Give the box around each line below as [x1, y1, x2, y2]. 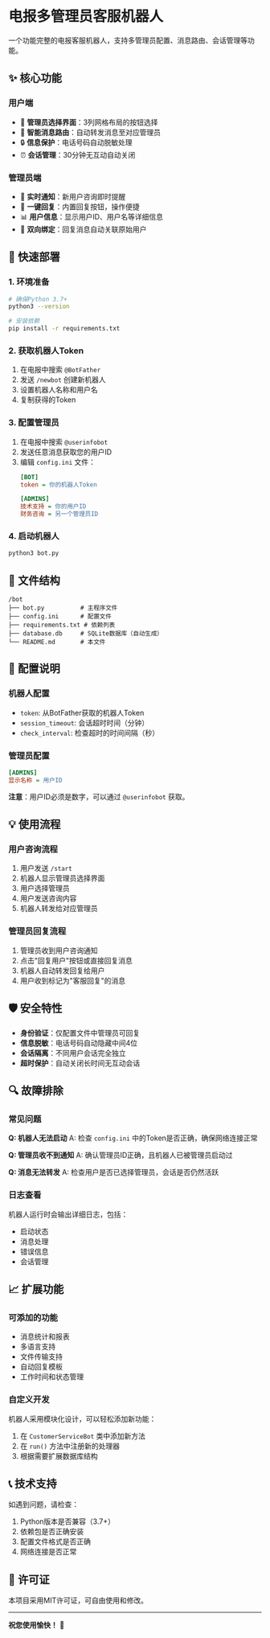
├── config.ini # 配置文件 [8, 613, 112, 621]
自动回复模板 [19, 1362, 63, 1372]
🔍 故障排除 [8, 1083, 64, 1098]
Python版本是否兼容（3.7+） [19, 1517, 115, 1526]
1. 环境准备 [8, 277, 50, 288]
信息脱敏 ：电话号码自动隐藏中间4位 [19, 1038, 138, 1048]
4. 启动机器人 [8, 531, 60, 541]
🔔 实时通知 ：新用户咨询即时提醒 [19, 191, 126, 201]
